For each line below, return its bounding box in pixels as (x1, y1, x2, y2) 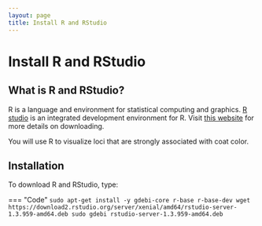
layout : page (8, 11, 51, 20)
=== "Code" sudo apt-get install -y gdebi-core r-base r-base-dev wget (8, 195, 250, 205)
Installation (8, 159, 65, 173)
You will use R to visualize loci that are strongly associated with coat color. (8, 137, 249, 146)
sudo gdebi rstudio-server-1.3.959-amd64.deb (71, 210, 223, 218)
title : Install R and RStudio (8, 19, 108, 27)
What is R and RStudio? (8, 84, 125, 97)
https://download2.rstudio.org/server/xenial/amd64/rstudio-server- (8, 203, 238, 212)
